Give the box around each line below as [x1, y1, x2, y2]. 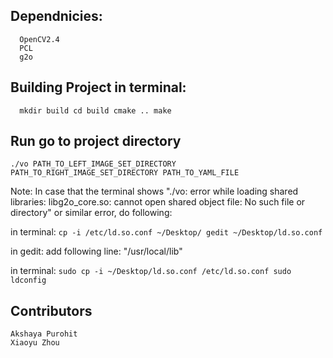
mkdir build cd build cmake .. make [19, 105, 172, 116]
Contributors [10, 302, 93, 319]
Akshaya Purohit [10, 329, 78, 339]
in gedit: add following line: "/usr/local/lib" [10, 245, 183, 258]
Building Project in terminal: [10, 79, 187, 96]
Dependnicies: [10, 8, 103, 25]
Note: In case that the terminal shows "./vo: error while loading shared [10, 185, 299, 198]
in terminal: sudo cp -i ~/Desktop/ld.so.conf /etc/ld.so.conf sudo [10, 265, 292, 277]
